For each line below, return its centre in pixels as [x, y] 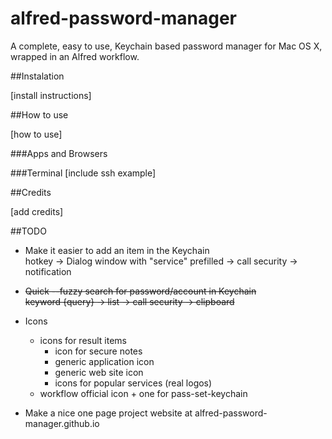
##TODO [28, 231]
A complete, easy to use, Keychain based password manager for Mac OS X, [166, 46]
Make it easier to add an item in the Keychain [117, 250]
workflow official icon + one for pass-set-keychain [143, 393]
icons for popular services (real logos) [133, 383]
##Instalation [37, 76]
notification [48, 271]
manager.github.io [62, 423]
